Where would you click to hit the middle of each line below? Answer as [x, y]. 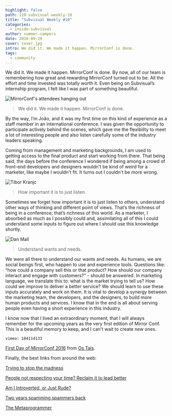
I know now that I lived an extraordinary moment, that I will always [75, 318]
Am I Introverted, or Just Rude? [38, 388]
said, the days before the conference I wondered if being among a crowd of [85, 161]
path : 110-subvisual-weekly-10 [39, 15]
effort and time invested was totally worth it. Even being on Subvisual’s [80, 83]
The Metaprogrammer [29, 408]
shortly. [13, 230]
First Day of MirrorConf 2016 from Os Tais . [50, 348]
